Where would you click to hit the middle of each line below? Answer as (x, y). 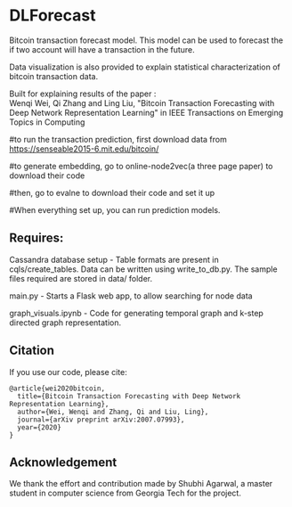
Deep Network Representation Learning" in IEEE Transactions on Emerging (146, 112)
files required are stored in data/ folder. (81, 278)
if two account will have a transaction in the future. (102, 49)
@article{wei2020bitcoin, (57, 388)
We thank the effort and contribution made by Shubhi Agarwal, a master (141, 484)
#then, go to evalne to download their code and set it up (112, 192)
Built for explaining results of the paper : (83, 94)
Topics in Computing (47, 122)
